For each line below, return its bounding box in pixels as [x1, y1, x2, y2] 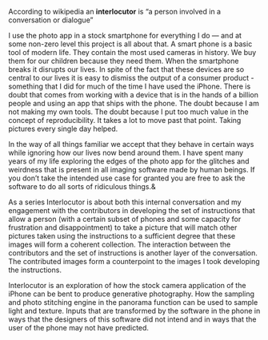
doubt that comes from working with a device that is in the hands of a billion [8, 90, 258, 99]
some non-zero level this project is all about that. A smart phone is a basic [8, 39, 253, 49]
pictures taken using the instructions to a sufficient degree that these [8, 231, 236, 240]
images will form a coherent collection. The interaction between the [8, 239, 231, 249]
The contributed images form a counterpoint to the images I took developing [8, 257, 260, 266]
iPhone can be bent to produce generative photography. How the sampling [8, 289, 254, 298]
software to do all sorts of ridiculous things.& [8, 182, 156, 191]
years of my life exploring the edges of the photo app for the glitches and [8, 156, 250, 166]
